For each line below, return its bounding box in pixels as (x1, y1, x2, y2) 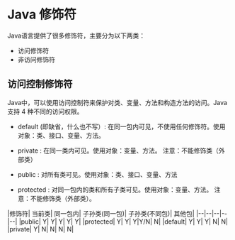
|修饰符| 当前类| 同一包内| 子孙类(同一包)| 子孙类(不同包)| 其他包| (7, 209, 195, 217)
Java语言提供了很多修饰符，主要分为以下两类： (7, 31, 146, 40)
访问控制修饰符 (7, 78, 73, 90)
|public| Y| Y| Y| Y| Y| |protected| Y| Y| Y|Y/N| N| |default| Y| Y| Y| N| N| (18, 217, 229, 226)
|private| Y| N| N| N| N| (7, 224, 74, 233)
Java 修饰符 (7, 6, 76, 23)
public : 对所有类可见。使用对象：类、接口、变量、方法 (17, 170, 178, 178)
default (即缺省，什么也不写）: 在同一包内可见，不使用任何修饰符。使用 (17, 122, 226, 131)
